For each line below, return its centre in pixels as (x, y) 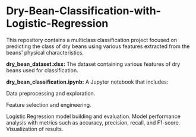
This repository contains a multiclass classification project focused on (91, 40)
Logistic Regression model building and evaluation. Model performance (94, 116)
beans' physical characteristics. (45, 52)
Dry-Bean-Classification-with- (84, 11)
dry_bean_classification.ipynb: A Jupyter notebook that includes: (87, 82)
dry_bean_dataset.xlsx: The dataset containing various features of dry (93, 64)
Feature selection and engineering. (49, 104)
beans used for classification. (42, 70)
